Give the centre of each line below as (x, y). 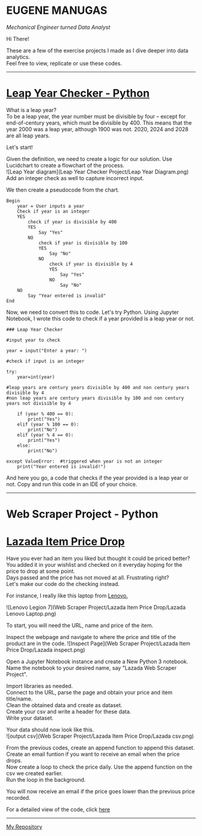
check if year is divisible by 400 (72, 222)
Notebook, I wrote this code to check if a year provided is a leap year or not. (101, 318)
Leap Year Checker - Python (78, 93)
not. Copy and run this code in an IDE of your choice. (72, 484)
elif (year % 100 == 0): (48, 424)
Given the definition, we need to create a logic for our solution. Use (89, 159)
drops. (14, 760)
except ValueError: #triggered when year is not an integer (84, 461)
